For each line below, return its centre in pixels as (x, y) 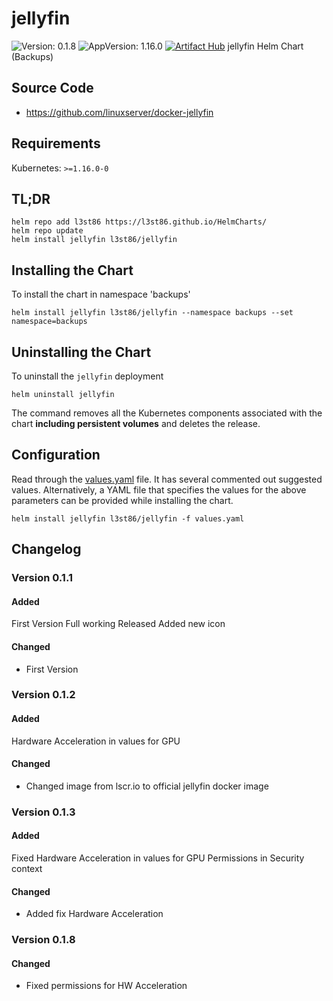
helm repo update (47, 231)
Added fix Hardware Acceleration (94, 914)
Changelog (46, 549)
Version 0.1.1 (42, 578)
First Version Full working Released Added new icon (118, 624)
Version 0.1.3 (43, 812)
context (27, 868)
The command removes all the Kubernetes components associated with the (167, 413)
